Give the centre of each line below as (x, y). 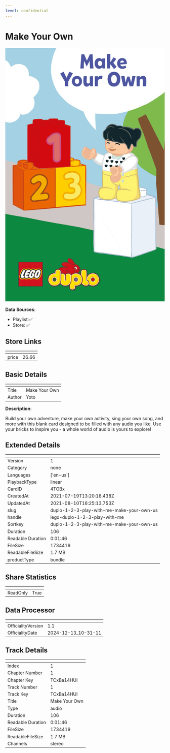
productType (21, 559)
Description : (18, 409)
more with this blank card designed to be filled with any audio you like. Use (83, 424)
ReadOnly (17, 592)
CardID (15, 489)
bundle (57, 559)
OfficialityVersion (25, 625)
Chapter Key (20, 680)
